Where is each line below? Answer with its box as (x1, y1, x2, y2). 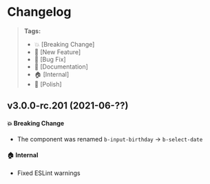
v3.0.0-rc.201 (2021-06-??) (7, 100, 129, 112)
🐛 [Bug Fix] (34, 55, 67, 63)
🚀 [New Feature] (34, 47, 81, 56)
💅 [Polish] (34, 80, 62, 88)
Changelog (7, 4, 72, 20)
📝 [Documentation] (34, 62, 88, 71)
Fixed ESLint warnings (17, 169, 81, 177)
